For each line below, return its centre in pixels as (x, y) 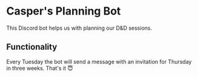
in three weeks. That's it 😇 (40, 68)
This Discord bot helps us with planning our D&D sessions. (79, 28)
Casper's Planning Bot (64, 11)
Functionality (32, 47)
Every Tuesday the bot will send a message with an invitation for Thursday (99, 61)
